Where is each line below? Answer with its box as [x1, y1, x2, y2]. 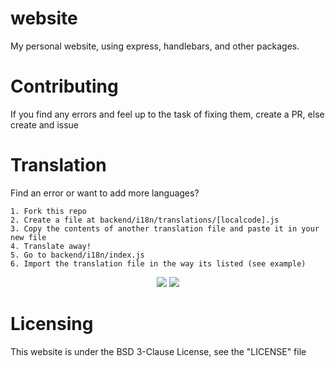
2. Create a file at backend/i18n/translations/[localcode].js [10, 215, 280, 225]
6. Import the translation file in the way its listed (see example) [10, 258, 307, 269]
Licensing [10, 313, 94, 335]
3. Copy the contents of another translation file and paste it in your [10, 223, 320, 234]
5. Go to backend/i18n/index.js [10, 250, 145, 260]
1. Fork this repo [10, 206, 87, 216]
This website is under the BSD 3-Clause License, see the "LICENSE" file [10, 345, 307, 357]
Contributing [10, 75, 119, 98]
